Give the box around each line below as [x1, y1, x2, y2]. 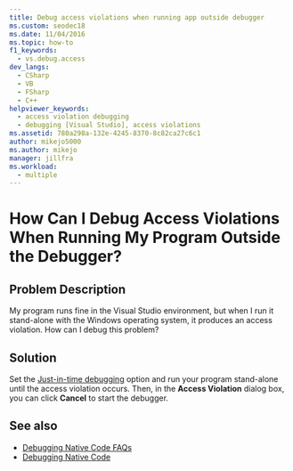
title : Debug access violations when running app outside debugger [9, 12, 265, 22]
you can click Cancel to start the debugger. [9, 393, 169, 403]
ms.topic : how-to [9, 37, 74, 47]
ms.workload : [9, 162, 58, 171]
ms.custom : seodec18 [9, 21, 86, 30]
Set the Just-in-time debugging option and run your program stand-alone [9, 374, 279, 385]
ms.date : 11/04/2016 [9, 29, 86, 38]
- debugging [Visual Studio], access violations [17, 121, 201, 130]
